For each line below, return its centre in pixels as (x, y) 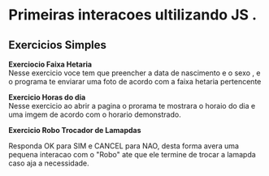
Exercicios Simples (58, 45)
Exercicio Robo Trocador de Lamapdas (75, 130)
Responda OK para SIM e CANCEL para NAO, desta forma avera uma (124, 146)
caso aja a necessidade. (49, 163)
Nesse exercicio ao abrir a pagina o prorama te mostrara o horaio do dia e (132, 106)
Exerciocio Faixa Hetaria (50, 64)
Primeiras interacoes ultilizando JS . (133, 15)
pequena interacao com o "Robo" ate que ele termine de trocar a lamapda (132, 155)
